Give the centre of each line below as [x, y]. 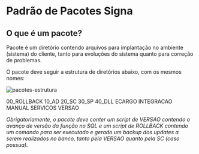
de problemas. [24, 60]
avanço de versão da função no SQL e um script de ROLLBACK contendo [97, 126]
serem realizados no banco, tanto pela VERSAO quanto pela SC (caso [93, 138]
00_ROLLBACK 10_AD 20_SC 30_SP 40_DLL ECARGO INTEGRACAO [89, 101]
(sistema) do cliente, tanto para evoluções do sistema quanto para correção [100, 54]
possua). [17, 145]
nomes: [16, 78]
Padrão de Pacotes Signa [70, 11]
